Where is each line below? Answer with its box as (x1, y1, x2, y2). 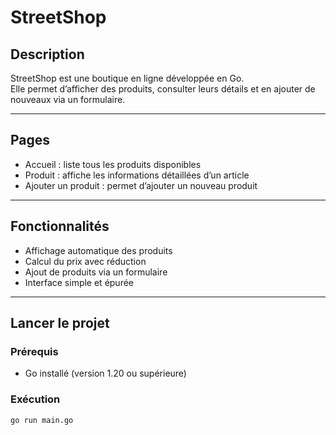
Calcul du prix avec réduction (24, 255, 147, 267)
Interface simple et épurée (24, 276, 135, 288)
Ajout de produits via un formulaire (24, 266, 168, 278)
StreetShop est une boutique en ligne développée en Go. (10, 72, 245, 84)
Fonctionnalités (10, 218, 110, 235)
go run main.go (10, 415, 74, 425)
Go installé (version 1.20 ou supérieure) (24, 367, 187, 380)
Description (10, 46, 85, 63)
